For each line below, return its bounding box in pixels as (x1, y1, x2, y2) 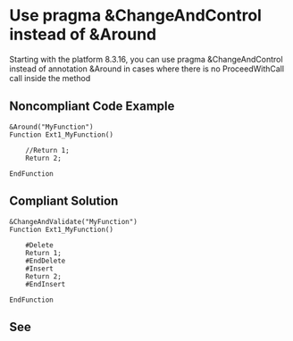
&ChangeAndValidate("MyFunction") (9, 217, 138, 226)
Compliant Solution (9, 194, 119, 209)
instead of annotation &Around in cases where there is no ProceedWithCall (9, 63, 284, 74)
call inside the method (9, 72, 91, 83)
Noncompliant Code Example (9, 99, 175, 114)
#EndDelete (25, 256, 66, 265)
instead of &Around (9, 24, 157, 45)
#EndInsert (25, 279, 66, 288)
